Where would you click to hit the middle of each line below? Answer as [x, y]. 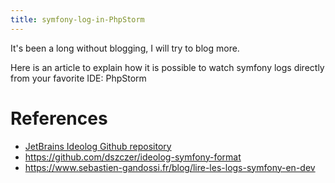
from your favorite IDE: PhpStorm [78, 78]
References [59, 118]
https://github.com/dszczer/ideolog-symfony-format [133, 157]
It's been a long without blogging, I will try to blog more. [125, 48]
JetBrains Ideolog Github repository [98, 146]
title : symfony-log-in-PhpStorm [77, 19]
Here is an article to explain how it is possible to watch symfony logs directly [167, 67]
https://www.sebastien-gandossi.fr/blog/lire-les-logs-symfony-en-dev [170, 167]
